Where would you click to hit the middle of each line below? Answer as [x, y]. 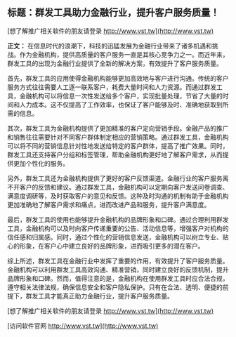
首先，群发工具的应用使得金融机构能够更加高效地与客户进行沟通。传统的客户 [118, 78]
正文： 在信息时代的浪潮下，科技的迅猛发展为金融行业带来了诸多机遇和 [110, 46]
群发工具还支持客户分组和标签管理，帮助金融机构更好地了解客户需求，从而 [115, 154]
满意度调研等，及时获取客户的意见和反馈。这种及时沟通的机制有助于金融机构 [118, 196]
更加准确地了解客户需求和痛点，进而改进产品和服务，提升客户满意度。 [109, 204]
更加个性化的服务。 [41, 163]
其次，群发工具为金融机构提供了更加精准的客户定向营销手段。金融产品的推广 [118, 128]
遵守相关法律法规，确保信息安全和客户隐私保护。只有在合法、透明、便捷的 [115, 287]
